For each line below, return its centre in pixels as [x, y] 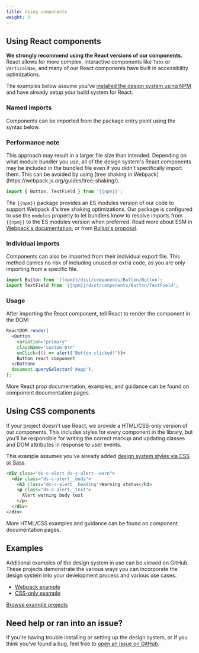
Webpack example [37, 586]
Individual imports [33, 243]
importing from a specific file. [42, 269]
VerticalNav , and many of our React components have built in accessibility [97, 68]
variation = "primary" [42, 342]
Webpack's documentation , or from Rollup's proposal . [72, 228]
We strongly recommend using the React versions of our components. [94, 56]
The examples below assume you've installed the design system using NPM [99, 86]
